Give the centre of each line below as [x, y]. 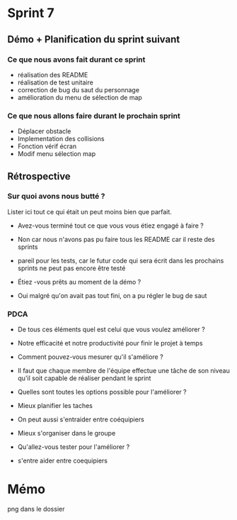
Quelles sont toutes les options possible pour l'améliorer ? [102, 392]
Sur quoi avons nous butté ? [56, 197]
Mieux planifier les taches [55, 406]
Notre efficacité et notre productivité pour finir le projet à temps [110, 343]
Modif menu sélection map [57, 154]
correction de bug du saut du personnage [79, 89]
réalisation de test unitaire [55, 82]
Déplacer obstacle [44, 131]
